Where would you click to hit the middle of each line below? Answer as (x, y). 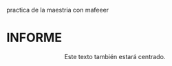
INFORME (34, 38)
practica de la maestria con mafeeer (58, 10)
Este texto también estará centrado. (115, 56)
